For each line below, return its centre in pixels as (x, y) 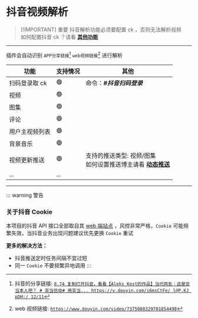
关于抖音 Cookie (29, 211)
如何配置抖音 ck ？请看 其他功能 (59, 37)
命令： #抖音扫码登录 (114, 83)
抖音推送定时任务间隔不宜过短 (51, 258)
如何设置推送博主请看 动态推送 (128, 164)
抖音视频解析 (37, 12)
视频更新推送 (27, 160)
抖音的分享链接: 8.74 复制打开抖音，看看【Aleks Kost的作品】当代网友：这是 (100, 283)
